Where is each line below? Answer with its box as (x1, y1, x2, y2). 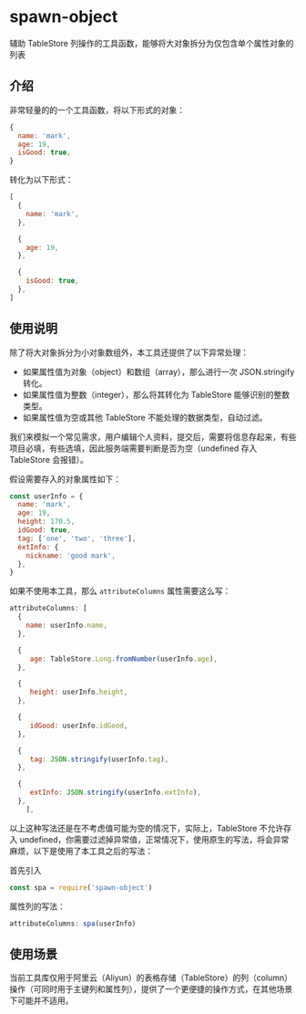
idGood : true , (17, 526, 71, 535)
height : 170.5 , (17, 517, 76, 527)
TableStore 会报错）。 (9, 454, 88, 465)
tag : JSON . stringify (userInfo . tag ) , (29, 755, 169, 764)
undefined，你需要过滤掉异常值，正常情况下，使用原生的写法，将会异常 (19, 833, 290, 845)
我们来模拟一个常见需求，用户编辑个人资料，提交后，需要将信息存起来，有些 (9, 431, 297, 442)
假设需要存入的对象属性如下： (9, 473, 121, 485)
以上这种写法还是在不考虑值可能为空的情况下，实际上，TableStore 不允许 (9, 822, 284, 833)
